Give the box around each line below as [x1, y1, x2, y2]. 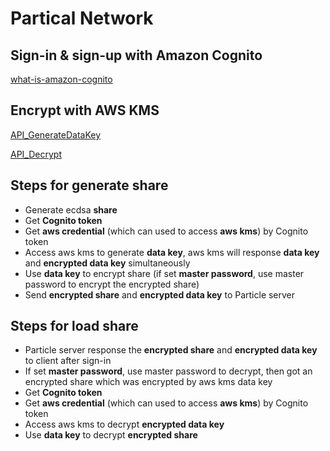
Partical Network [10, 7, 154, 30]
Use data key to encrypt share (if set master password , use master [24, 267, 305, 279]
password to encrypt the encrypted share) [24, 278, 200, 290]
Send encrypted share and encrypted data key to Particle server [24, 288, 296, 301]
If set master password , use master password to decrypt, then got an [24, 365, 313, 377]
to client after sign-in [24, 355, 112, 367]
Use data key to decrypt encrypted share [24, 429, 198, 441]
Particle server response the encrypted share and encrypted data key [24, 344, 318, 356]
